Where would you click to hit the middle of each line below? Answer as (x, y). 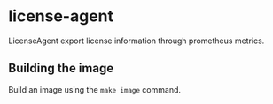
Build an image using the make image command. (95, 89)
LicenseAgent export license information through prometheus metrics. (136, 41)
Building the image (61, 68)
